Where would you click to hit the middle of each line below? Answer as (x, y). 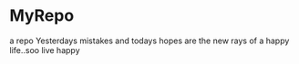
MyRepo (42, 16)
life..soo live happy (45, 50)
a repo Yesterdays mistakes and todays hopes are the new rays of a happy (149, 41)
